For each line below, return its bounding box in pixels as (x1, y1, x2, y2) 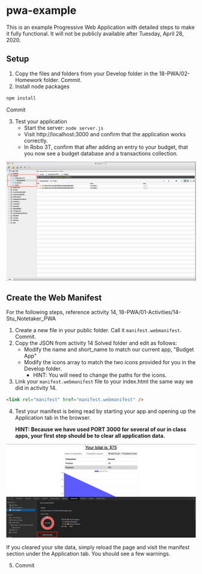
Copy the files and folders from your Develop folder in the (14, 70, 158, 77)
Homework (14, 76, 43, 83)
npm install (6, 95, 36, 101)
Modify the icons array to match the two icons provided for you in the (23, 358, 196, 365)
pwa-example (6, 4, 77, 17)
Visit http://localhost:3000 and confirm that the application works (23, 130, 186, 137)
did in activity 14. (14, 384, 57, 391)
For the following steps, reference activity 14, (6, 308, 118, 315)
